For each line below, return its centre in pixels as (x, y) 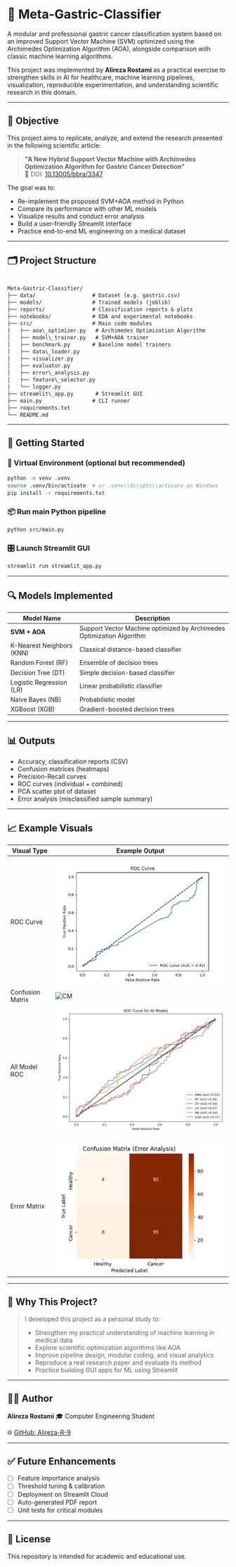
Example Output (140, 851)
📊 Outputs (31, 741)
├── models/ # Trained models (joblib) (89, 302)
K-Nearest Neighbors (41, 645)
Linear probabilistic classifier (121, 686)
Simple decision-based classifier (127, 672)
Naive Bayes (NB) (36, 699)
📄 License (29, 1539)
